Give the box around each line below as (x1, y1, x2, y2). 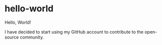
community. (20, 34, 44, 40)
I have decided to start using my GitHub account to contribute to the (4, 29, 144, 35)
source (4, 34, 19, 40)
